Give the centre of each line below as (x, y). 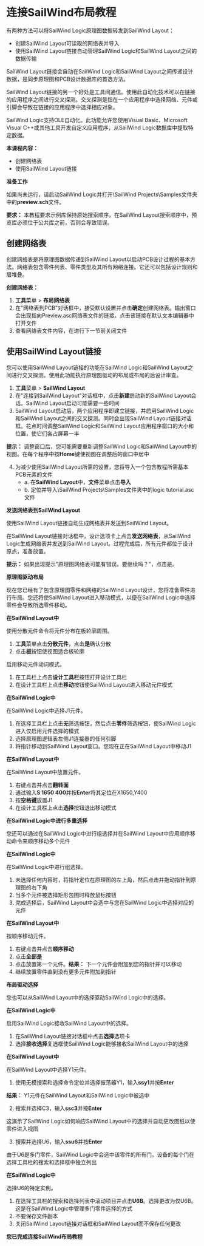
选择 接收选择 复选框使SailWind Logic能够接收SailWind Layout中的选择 (102, 1043)
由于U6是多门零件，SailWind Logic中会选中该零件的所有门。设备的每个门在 (100, 1154)
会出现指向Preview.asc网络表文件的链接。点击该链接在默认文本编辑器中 (104, 315)
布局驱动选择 (22, 984)
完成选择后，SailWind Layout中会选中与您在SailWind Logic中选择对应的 (104, 902)
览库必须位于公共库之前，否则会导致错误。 (59, 222)
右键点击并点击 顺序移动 (44, 948)
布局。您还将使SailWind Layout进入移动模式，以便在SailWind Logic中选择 (103, 597)
